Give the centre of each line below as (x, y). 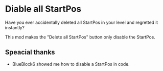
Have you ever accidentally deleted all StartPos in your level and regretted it (81, 22)
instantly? (15, 27)
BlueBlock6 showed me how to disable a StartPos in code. (71, 64)
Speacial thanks (30, 52)
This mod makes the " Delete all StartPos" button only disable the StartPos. (80, 37)
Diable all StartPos (43, 9)
